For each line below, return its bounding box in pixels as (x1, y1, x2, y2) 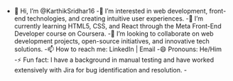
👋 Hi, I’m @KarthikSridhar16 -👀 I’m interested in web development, (13, 7, 208, 15)
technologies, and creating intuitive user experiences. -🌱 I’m (27, 14, 204, 23)
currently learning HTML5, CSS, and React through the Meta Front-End (13, 22, 222, 30)
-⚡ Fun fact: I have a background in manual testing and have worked (13, 55, 215, 64)
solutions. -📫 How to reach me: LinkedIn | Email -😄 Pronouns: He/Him (13, 45, 222, 53)
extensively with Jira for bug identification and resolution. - (13, 66, 187, 74)
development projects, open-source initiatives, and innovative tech (13, 37, 210, 45)
